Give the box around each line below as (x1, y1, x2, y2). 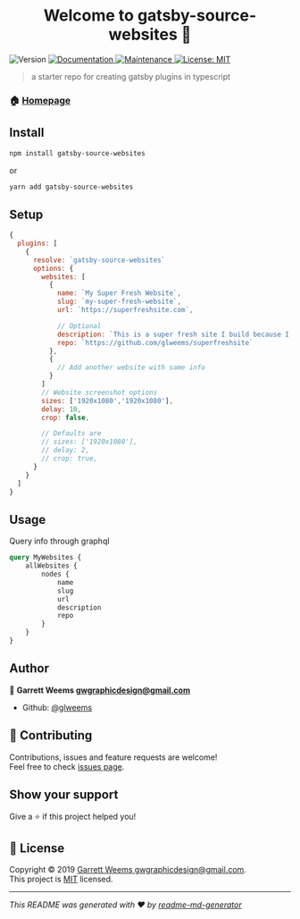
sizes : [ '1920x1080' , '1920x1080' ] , (41, 396, 174, 405)
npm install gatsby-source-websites (9, 148, 146, 157)
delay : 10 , (41, 404, 82, 414)
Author (9, 661, 49, 676)
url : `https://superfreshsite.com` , (56, 306, 194, 315)
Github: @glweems (21, 702, 92, 712)
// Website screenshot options (41, 388, 158, 397)
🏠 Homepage (9, 94, 71, 106)
